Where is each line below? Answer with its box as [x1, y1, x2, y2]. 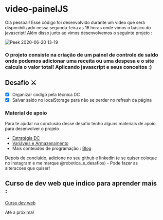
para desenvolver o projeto [5, 126, 59, 132]
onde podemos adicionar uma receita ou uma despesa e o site [5, 57, 154, 64]
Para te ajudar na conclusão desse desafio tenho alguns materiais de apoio [5, 121, 156, 127]
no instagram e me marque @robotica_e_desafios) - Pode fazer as [5, 160, 138, 166]
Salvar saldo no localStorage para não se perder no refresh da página [12, 97, 152, 103]
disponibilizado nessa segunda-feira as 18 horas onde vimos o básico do [5, 24, 151, 30]
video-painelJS [5, 3, 69, 15]
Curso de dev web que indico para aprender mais [5, 179, 157, 188]
